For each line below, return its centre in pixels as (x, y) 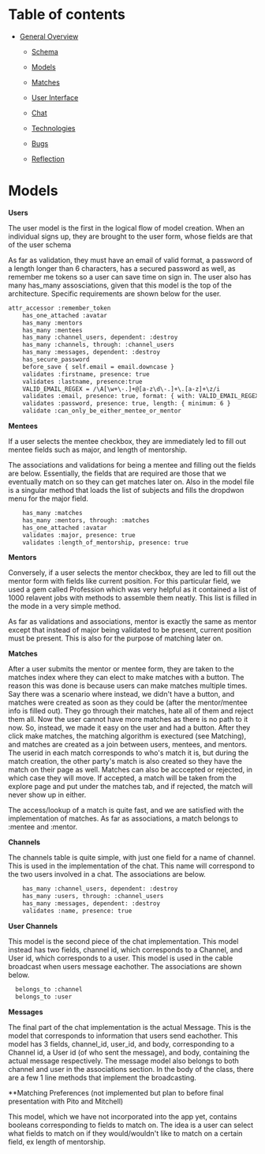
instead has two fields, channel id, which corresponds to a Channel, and (125, 949)
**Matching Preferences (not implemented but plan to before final (116, 1092)
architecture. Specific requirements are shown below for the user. (115, 293)
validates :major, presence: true (79, 535)
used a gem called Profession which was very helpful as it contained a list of (132, 589)
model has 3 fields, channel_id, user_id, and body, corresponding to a (121, 1043)
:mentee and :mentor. (43, 827)
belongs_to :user (44, 997)
